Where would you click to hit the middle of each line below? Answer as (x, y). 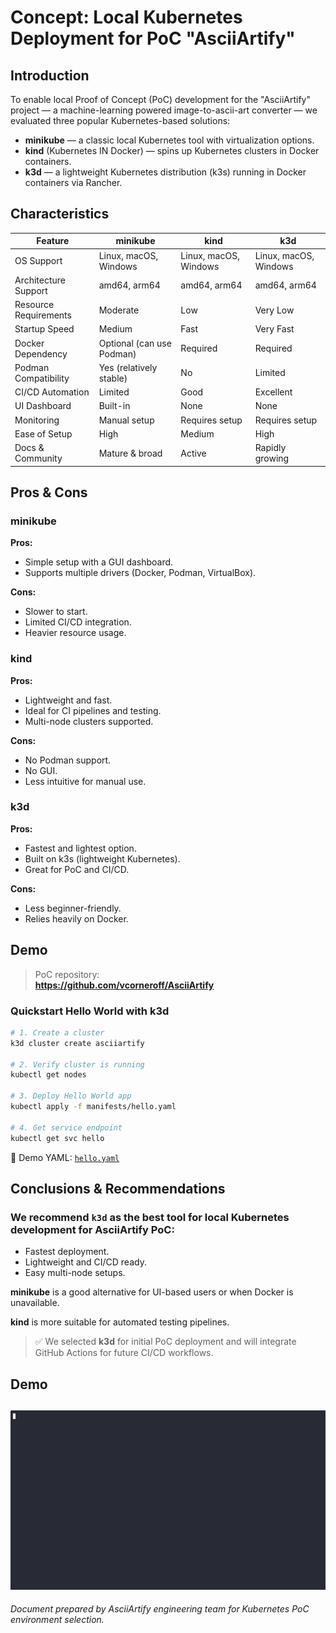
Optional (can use (135, 343)
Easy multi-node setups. (75, 1273)
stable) (113, 378)
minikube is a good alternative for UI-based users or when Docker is (152, 1292)
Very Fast (274, 329)
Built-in (114, 406)
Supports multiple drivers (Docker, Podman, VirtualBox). (140, 573)
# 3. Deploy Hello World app (71, 1096)
